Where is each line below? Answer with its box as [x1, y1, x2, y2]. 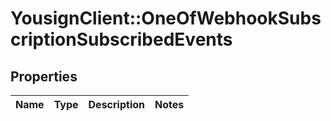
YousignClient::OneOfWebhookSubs [10, 7, 322, 30]
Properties [10, 68, 78, 85]
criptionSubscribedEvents [10, 28, 233, 51]
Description [88, 98, 145, 111]
